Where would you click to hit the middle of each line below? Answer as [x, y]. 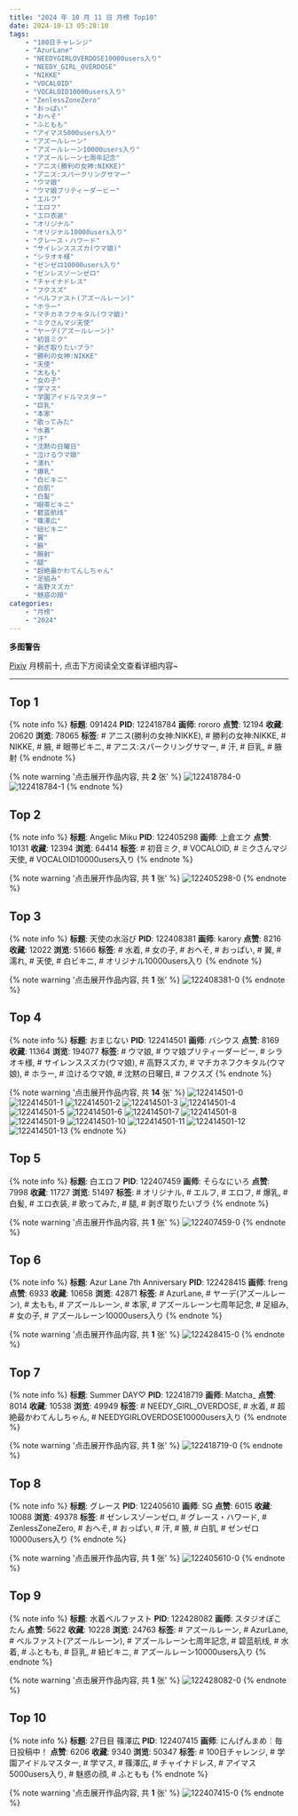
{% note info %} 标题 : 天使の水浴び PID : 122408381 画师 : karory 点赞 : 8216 [145, 939]
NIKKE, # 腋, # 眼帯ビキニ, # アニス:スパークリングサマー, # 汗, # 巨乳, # [141, 747]
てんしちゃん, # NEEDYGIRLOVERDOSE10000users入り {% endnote [163, 1417]
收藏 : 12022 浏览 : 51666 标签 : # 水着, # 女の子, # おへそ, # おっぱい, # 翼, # [145, 949]
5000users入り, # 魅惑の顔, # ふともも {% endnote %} [109, 1773]
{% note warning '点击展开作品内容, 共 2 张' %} [95, 777]
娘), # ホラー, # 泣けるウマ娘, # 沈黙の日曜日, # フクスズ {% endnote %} [141, 1073]
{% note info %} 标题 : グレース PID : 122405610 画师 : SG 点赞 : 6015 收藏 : [141, 1506]
